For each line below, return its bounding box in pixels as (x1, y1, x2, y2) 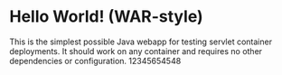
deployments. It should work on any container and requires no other (9, 45, 263, 56)
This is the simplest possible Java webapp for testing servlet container (9, 36, 273, 47)
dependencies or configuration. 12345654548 (9, 55, 182, 66)
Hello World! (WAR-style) (9, 6, 203, 27)
